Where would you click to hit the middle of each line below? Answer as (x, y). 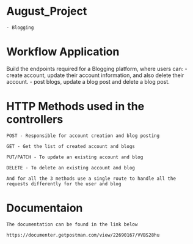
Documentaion (45, 208)
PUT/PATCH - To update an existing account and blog (75, 157)
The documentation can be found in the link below (72, 224)
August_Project (47, 11)
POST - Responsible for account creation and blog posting (83, 136)
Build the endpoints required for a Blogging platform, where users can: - (97, 68)
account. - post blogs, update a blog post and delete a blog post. (88, 81)
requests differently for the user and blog (64, 184)
